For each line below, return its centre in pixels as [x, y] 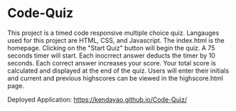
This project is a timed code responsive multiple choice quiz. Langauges [113, 33]
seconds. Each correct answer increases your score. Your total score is [112, 63]
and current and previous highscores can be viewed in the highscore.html [116, 78]
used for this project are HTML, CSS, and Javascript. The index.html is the [116, 40]
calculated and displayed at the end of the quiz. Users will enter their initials [118, 70]
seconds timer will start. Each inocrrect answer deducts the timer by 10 [111, 55]
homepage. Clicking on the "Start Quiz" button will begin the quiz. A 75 [111, 48]
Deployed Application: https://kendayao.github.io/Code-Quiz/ [97, 99]
